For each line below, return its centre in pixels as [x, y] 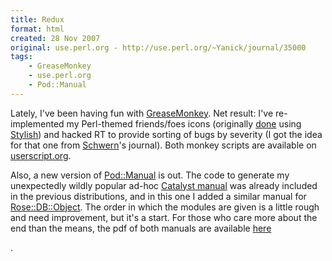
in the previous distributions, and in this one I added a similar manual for [158, 196]
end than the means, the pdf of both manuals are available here [141, 228]
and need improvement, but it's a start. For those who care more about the [164, 217]
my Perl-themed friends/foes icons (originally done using [184, 123]
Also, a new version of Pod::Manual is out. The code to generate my [150, 175]
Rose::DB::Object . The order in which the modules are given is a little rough [165, 207]
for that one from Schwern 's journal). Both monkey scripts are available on [163, 145]
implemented [37, 123]
